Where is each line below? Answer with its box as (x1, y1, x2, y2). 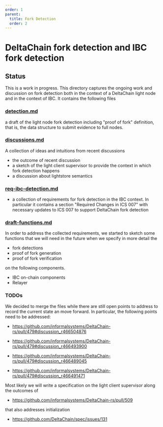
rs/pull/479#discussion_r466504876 (12, 328, 87, 335)
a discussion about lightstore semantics (12, 173, 93, 179)
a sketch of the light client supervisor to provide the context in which (12, 162, 151, 168)
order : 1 (5, 7, 23, 12)
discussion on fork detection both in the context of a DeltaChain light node (5, 91, 156, 96)
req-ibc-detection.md (5, 185, 58, 192)
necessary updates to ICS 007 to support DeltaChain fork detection (12, 207, 149, 213)
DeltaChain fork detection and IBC (5, 42, 147, 53)
